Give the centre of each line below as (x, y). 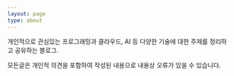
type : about (25, 20)
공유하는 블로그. (37, 50)
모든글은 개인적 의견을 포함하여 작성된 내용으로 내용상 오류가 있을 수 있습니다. (114, 65)
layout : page (27, 14)
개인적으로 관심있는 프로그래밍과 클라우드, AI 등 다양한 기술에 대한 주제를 (108, 41)
